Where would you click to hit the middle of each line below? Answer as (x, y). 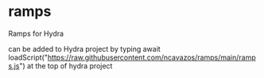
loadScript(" (28, 57)
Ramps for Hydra (36, 33)
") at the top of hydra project (66, 65)
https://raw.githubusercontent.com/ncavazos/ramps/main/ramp (151, 57)
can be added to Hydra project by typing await (84, 49)
